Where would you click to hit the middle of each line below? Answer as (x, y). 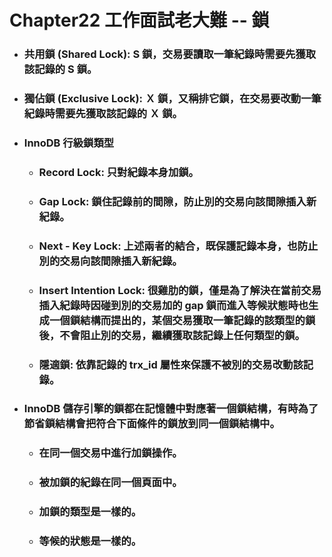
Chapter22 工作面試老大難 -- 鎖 (139, 20)
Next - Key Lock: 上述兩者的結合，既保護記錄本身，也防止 (178, 246)
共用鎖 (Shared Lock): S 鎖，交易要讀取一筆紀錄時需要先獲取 (170, 54)
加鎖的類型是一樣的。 (90, 512)
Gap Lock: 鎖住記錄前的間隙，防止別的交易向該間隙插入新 (177, 201)
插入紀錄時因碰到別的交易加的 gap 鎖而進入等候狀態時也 (173, 305)
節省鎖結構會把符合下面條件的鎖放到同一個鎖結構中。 (152, 424)
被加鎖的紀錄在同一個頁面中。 (110, 483)
